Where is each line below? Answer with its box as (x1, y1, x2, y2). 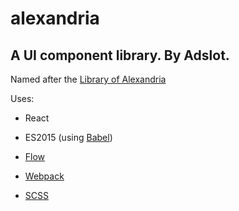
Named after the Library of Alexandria (10, 73, 167, 85)
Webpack (24, 170, 65, 182)
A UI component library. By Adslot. (10, 47, 230, 64)
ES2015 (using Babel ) (24, 132, 113, 143)
